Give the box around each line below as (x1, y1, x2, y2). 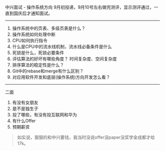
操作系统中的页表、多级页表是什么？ (12, 25, 86, 31)
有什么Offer (12, 118, 36, 124)
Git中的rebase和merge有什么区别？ (12, 68, 84, 74)
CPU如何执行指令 (12, 38, 48, 43)
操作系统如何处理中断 (12, 31, 55, 37)
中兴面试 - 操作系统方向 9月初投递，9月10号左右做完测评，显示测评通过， (5, 4, 154, 10)
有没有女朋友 (12, 100, 38, 105)
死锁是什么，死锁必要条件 (12, 50, 64, 55)
